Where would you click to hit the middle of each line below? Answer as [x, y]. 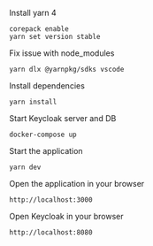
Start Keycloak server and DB [63, 118]
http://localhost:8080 [51, 233]
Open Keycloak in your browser [66, 216]
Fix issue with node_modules [62, 53]
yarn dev [25, 167]
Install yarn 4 [33, 13]
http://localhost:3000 [51, 200]
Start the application [46, 151]
